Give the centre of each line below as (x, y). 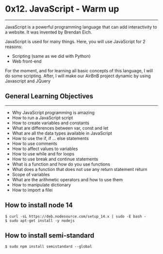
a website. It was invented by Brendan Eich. (49, 32)
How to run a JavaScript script (42, 118)
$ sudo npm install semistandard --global (49, 247)
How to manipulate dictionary (41, 185)
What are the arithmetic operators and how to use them (67, 179)
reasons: (14, 47)
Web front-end (27, 61)
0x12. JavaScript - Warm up (62, 9)
